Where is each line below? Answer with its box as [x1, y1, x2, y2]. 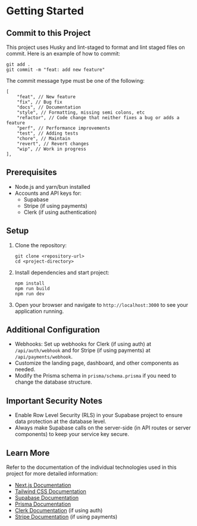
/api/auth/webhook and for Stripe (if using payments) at [14, 347, 151, 354]
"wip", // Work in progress [17, 146, 86, 152]
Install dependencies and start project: [14, 269, 110, 276]
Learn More [6, 448, 50, 458]
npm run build [14, 285, 50, 291]
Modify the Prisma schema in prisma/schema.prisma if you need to [14, 372, 177, 379]
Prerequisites [6, 167, 57, 178]
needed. [14, 366, 36, 373]
